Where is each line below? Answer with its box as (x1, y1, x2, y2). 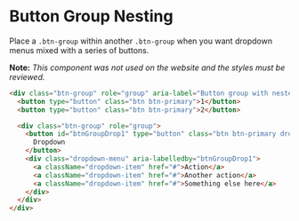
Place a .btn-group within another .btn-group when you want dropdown (9, 36, 273, 46)
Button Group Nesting (9, 6, 174, 27)
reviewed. (9, 71, 45, 82)
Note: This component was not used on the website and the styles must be (9, 62, 286, 73)
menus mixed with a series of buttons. (9, 44, 149, 55)
